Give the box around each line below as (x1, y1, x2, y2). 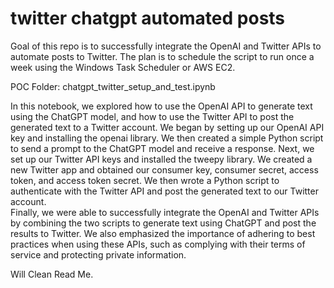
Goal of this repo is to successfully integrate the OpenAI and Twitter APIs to (10, 40, 322, 52)
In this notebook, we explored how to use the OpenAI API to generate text (10, 100, 313, 112)
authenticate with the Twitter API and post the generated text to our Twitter (10, 185, 319, 197)
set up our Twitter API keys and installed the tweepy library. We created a (10, 153, 313, 165)
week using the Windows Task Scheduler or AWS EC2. (10, 61, 236, 73)
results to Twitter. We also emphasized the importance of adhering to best (10, 227, 316, 239)
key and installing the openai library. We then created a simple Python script (10, 132, 324, 144)
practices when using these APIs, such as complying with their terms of (10, 238, 306, 250)
